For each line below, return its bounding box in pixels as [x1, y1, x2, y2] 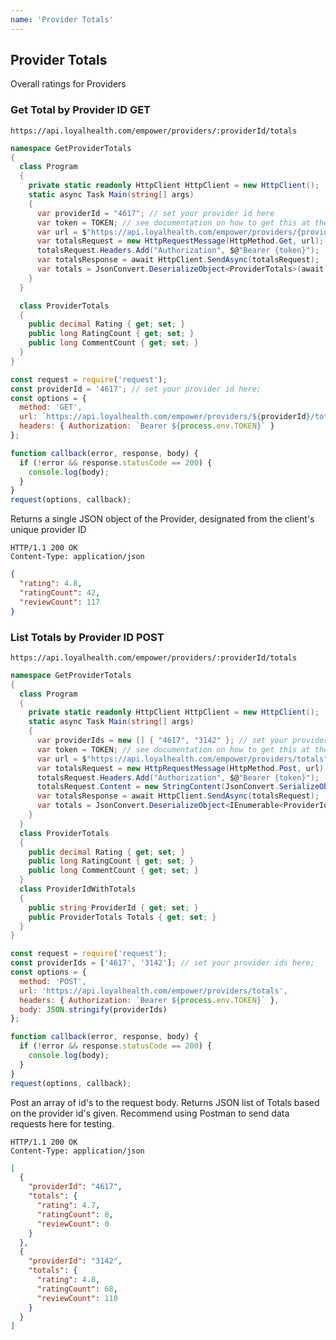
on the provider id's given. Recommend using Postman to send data [10, 1107, 290, 1119]
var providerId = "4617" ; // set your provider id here [36, 208, 275, 218]
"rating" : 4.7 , [36, 1201, 101, 1211]
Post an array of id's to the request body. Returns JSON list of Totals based [10, 1096, 320, 1108]
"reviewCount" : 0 [36, 1219, 110, 1229]
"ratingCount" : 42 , [19, 587, 101, 598]
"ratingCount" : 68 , [36, 1284, 118, 1294]
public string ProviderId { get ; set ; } [28, 902, 199, 913]
